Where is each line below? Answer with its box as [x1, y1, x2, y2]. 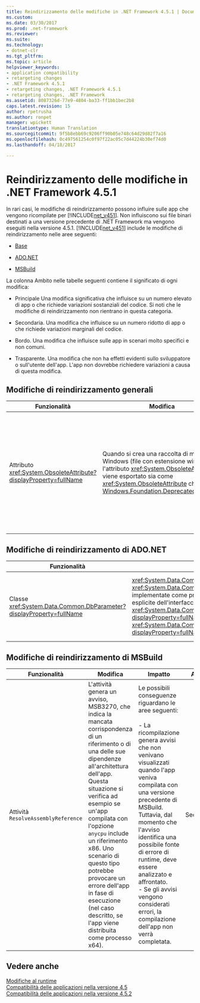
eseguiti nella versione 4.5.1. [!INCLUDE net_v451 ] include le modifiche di [6, 224, 183, 232]
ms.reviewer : [6, 31, 39, 37]
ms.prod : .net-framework [6, 25, 68, 32]
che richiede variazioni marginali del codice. [14, 325, 123, 332]
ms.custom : [6, 14, 33, 20]
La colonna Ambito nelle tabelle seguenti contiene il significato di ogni [6, 277, 177, 284]
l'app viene [88, 919, 119, 927]
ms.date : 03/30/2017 [6, 20, 58, 26]
